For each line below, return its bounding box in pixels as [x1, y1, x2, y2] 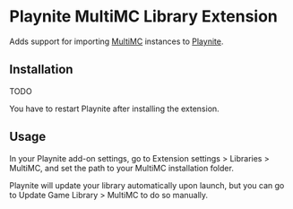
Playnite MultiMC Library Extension [9, 6, 278, 27]
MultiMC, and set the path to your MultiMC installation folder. [9, 162, 235, 173]
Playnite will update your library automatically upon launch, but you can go [9, 179, 285, 190]
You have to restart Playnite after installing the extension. [9, 103, 220, 114]
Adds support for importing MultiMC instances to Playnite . [9, 36, 224, 47]
